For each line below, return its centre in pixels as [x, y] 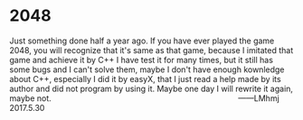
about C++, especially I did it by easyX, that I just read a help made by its [146, 78]
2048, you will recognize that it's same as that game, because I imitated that [151, 50]
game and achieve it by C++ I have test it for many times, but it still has [142, 60]
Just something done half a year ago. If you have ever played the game [142, 41]
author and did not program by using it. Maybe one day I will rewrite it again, [151, 88]
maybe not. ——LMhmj [145, 98]
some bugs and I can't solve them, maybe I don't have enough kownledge [147, 69]
